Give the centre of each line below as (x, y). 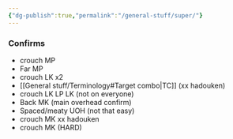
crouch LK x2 (41, 77)
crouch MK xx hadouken (60, 118)
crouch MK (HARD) (51, 127)
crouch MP (38, 60)
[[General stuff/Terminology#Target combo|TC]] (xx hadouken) (122, 85)
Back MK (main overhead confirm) (75, 102)
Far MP (31, 69)
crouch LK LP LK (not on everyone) (77, 94)
